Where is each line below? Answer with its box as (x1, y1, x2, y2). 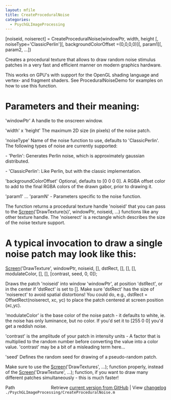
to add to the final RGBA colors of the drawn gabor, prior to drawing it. (5, 184, 153, 190)
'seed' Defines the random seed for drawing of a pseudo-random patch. (5, 354, 157, 360)
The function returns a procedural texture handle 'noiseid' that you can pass (5, 203, 166, 210)
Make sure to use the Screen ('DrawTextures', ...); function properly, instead (5, 364, 164, 370)
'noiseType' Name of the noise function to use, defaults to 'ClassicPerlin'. (5, 138, 159, 144)
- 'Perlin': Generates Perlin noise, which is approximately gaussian (5, 153, 144, 159)
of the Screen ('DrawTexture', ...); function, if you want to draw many (5, 369, 149, 375)
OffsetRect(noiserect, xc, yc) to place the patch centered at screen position (5, 297, 164, 303)
